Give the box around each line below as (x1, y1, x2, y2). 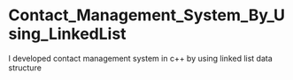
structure (8, 62, 42, 73)
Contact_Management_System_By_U (8, 5, 285, 25)
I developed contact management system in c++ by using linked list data (8, 53, 274, 63)
